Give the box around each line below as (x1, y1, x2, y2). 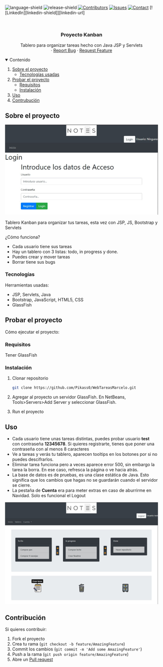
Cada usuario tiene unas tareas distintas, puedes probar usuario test (12, 435, 150, 441)
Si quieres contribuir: (5, 627, 47, 632)
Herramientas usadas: (5, 282, 49, 288)
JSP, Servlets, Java (12, 291, 51, 297)
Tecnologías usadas (19, 72, 60, 77)
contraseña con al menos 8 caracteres (12, 446, 89, 452)
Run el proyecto (12, 409, 44, 415)
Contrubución (12, 97, 40, 103)
